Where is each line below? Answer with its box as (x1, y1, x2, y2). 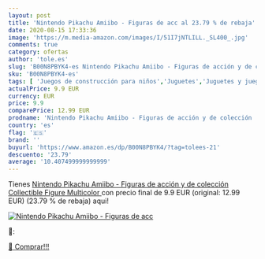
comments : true (8, 41, 58, 49)
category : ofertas (8, 48, 69, 56)
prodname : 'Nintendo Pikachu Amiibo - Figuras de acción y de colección (8, 114, 252, 122)
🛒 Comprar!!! (8, 242, 50, 252)
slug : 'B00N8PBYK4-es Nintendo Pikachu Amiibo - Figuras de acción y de (8, 63, 252, 71)
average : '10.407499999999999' (8, 158, 111, 166)
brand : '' (8, 135, 41, 144)
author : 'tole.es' (8, 56, 69, 64)
